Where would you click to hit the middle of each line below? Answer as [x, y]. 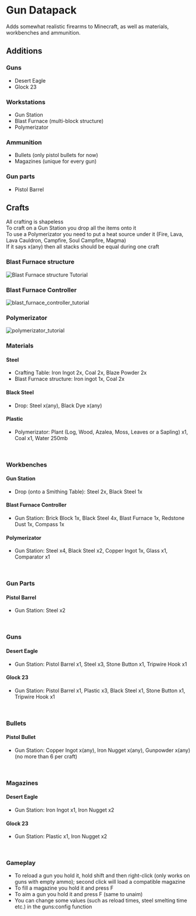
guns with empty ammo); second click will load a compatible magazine [100, 882]
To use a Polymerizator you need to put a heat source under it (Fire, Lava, [95, 234]
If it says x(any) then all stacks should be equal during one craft [83, 247]
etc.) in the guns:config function [53, 907]
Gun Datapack [42, 10]
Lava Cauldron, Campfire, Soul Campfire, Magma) [66, 240]
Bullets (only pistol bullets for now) [56, 155]
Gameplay [21, 863]
